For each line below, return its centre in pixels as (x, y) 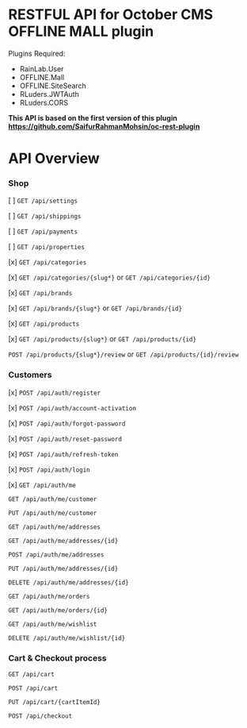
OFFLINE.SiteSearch (53, 86)
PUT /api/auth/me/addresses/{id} (63, 568)
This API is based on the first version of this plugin (93, 117)
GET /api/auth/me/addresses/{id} (63, 541)
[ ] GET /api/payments (43, 231)
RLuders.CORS (44, 102)
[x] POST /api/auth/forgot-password (67, 423)
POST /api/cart (33, 688)
